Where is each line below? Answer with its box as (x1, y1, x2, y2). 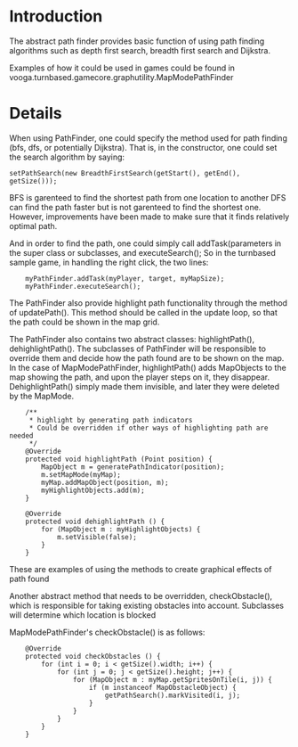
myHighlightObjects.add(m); (41, 486, 145, 495)
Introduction (9, 6, 103, 27)
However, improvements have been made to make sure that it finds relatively (9, 211, 290, 222)
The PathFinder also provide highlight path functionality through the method (9, 297, 287, 308)
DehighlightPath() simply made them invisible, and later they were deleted (9, 381, 280, 391)
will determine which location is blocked (9, 609, 157, 620)
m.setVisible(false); (56, 532, 138, 541)
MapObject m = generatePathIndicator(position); (41, 462, 225, 472)
